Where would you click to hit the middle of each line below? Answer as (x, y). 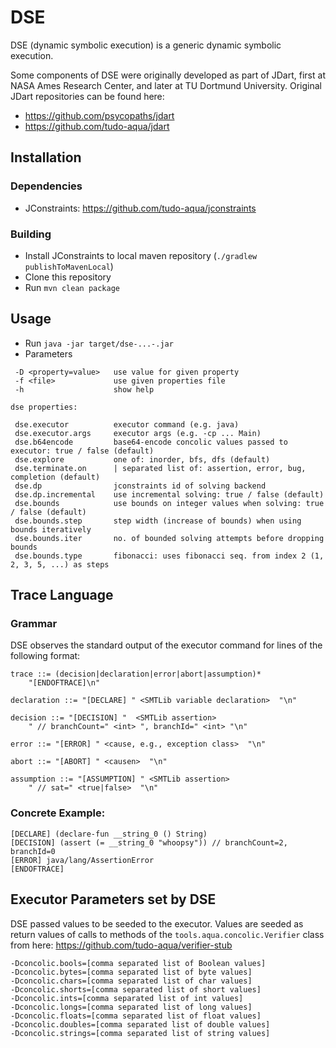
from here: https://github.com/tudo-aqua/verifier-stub (121, 945)
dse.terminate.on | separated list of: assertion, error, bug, (160, 468)
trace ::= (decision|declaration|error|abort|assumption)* (136, 674)
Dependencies (46, 186)
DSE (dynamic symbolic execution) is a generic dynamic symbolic (146, 45)
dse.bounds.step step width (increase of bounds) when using (158, 521)
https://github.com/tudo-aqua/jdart (97, 126)
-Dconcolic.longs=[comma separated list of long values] (131, 1007)
